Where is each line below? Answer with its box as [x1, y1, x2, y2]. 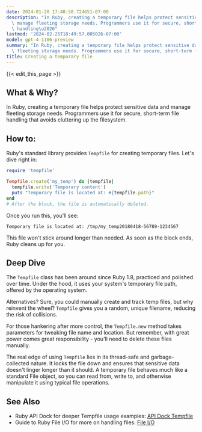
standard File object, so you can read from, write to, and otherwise [6, 372, 171, 380]
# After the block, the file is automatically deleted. [6, 201, 149, 207]
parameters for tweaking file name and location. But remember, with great [6, 329, 189, 336]
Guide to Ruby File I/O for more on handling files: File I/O [14, 419, 155, 426]
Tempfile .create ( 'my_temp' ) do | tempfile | [6, 179, 114, 185]
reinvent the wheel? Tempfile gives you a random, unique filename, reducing [6, 304, 196, 312]
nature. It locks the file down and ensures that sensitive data [30, 360, 180, 367]
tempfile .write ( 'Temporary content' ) [11, 184, 106, 190]
